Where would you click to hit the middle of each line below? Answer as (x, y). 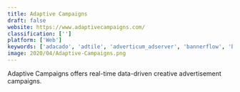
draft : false (27, 21)
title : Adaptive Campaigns (47, 14)
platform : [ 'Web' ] (35, 40)
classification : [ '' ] (40, 34)
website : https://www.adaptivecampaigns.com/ (76, 27)
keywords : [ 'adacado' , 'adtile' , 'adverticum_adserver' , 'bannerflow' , (116, 47)
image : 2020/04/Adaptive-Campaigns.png (67, 54)
